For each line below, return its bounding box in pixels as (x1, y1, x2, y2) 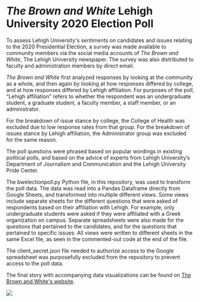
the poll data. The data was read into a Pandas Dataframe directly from (6, 184, 181, 192)
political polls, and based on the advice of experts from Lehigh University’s (6, 154, 190, 161)
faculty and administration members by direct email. (6, 62, 134, 69)
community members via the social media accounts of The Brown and (6, 49, 179, 56)
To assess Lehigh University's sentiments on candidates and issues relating (6, 36, 192, 44)
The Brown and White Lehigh (6, 4, 153, 18)
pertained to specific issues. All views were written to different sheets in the (6, 229, 193, 236)
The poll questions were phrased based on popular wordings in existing (6, 148, 183, 155)
